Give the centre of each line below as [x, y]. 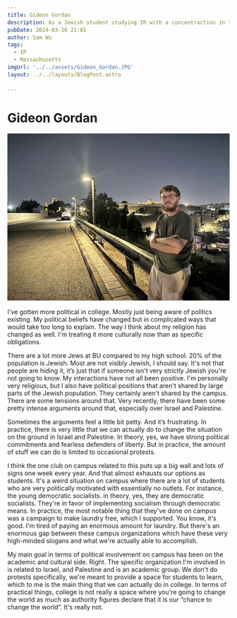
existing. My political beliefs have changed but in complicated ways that [112, 320]
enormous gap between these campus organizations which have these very [117, 533]
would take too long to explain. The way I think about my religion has [107, 327]
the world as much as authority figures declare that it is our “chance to [110, 600]
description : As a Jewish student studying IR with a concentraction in [116, 22]
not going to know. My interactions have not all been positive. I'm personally [118, 378]
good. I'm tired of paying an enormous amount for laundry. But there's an [114, 526]
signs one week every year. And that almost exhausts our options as [107, 473]
